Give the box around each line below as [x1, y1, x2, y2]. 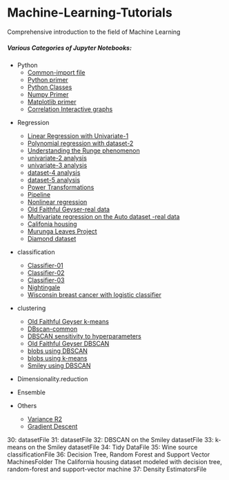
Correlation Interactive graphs [27, 105, 113, 113]
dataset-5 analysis [27, 175, 81, 184]
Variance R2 [27, 414, 62, 423]
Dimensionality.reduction [17, 374, 88, 383]
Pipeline [27, 190, 50, 198]
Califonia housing [27, 220, 77, 228]
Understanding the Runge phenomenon [27, 146, 140, 155]
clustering [17, 304, 46, 312]
